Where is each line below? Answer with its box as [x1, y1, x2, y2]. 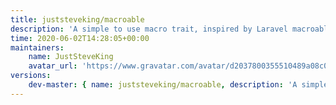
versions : [10, 71, 52, 81]
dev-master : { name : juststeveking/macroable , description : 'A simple [28, 80, 329, 90]
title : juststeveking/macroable [10, 14, 145, 25]
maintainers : [10, 42, 65, 53]
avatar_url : [28, 61, 78, 71]
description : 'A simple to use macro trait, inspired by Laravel [10, 24, 288, 34]
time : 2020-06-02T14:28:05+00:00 [10, 33, 150, 43]
